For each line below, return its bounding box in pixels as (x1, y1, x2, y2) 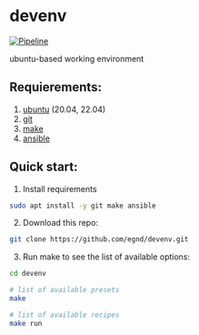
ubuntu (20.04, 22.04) (22, 104, 106, 115)
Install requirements (22, 183, 97, 194)
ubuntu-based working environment (9, 53, 144, 64)
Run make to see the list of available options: (22, 251, 191, 262)
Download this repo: (22, 218, 98, 228)
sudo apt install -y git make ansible (9, 201, 156, 210)
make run (9, 319, 43, 328)
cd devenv (9, 269, 47, 279)
